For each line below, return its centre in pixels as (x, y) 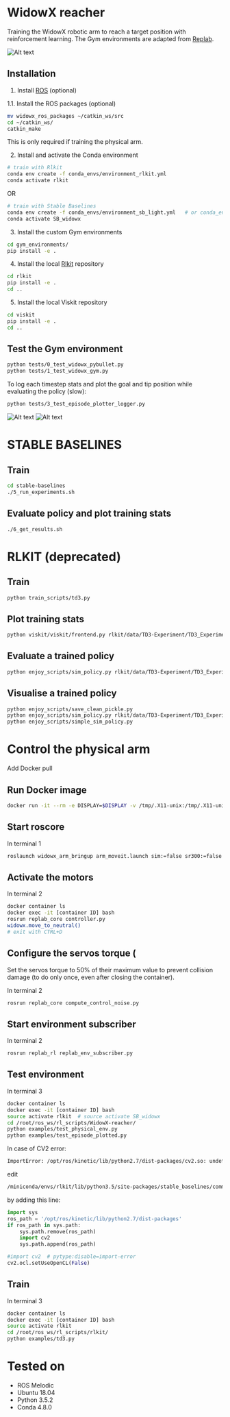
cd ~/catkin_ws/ (30, 122)
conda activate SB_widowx (44, 219)
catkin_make (24, 129)
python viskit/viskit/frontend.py (56, 635)
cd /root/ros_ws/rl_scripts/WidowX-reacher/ (72, 1123)
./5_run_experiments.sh (41, 492)
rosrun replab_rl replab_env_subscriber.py (70, 1053)
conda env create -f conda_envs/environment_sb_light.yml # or (102, 212)
